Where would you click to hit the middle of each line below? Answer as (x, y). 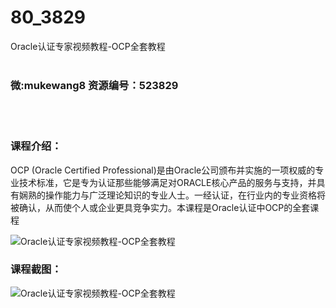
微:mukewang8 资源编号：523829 (94, 85)
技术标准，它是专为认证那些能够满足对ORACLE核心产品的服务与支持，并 (167, 182)
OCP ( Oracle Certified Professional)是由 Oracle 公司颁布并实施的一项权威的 (163, 170)
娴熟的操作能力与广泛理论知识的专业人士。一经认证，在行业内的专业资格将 (172, 195)
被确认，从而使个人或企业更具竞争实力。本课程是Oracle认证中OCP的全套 (160, 207)
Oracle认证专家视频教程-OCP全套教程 (88, 46)
